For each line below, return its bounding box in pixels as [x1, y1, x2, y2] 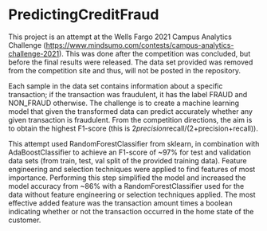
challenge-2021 [8, 49, 60, 58]
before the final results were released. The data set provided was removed [8, 57, 253, 67]
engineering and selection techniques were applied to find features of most [8, 164, 256, 174]
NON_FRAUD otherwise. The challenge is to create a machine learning [8, 98, 240, 108]
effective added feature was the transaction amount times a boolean [8, 198, 233, 208]
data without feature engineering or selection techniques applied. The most [8, 190, 257, 199]
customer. [8, 215, 41, 225]
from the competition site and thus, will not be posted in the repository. [8, 65, 241, 75]
